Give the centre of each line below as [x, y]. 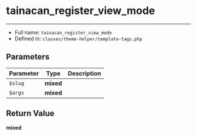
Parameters [28, 57]
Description [84, 73]
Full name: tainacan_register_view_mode [63, 32]
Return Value [30, 114]
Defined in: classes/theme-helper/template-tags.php [78, 39]
